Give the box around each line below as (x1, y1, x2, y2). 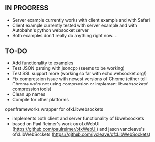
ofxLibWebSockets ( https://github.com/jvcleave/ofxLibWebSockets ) (12, 131, 151, 137)
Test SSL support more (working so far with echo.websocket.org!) (12, 70, 147, 76)
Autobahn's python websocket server (12, 27, 89, 33)
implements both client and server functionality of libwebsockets (12, 115, 144, 121)
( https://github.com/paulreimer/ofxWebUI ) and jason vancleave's (12, 126, 145, 132)
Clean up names (12, 91, 46, 97)
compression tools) (12, 86, 52, 92)
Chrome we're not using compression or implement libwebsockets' (12, 81, 149, 86)
